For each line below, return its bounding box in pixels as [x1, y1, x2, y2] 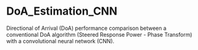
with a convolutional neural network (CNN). [6, 37, 115, 45]
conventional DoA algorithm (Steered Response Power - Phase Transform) [6, 30, 193, 38]
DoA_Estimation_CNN [6, 4, 118, 18]
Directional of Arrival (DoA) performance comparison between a [6, 24, 167, 32]
